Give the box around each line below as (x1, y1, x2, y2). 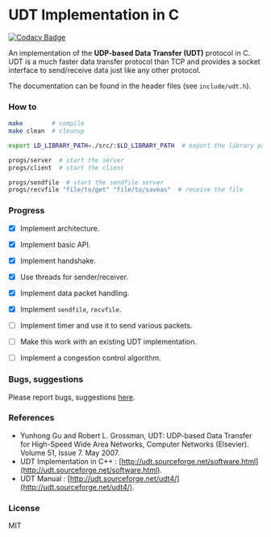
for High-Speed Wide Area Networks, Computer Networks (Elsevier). (19, 439, 250, 449)
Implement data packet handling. (19, 288, 130, 298)
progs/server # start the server (8, 156, 125, 164)
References (8, 412, 55, 424)
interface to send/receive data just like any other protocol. (8, 65, 202, 74)
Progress (8, 205, 45, 216)
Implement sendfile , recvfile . (19, 304, 122, 314)
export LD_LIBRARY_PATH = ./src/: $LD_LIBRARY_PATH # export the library (8, 142, 254, 150)
